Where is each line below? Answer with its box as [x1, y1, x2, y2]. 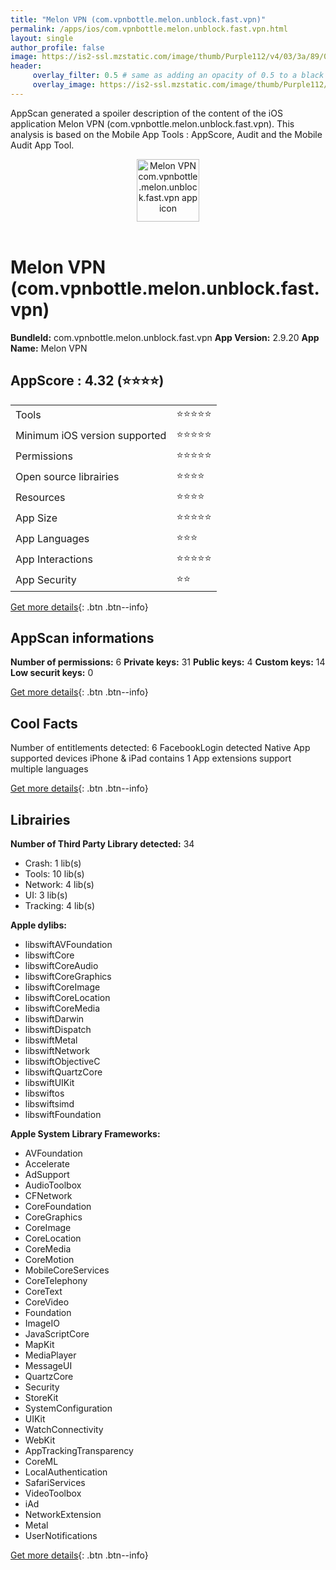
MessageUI [24, 1359, 73, 1371]
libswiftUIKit [24, 1076, 75, 1088]
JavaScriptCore [24, 1327, 90, 1340]
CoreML [24, 1455, 59, 1467]
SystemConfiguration [24, 1402, 113, 1414]
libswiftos [24, 1087, 65, 1099]
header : [10, 61, 43, 71]
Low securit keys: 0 [10, 667, 94, 679]
